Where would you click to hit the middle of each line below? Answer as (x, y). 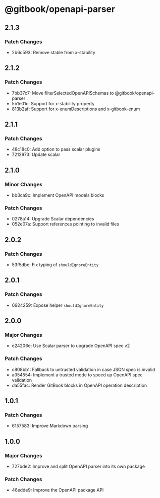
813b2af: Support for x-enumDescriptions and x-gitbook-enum (76, 109)
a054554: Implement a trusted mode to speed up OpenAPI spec (77, 375)
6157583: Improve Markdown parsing (50, 426)
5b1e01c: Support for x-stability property (53, 103)
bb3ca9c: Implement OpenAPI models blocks (58, 195)
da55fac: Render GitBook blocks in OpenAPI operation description (79, 385)
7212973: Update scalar (36, 154)
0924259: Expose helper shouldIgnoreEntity (58, 305)
